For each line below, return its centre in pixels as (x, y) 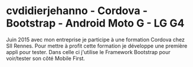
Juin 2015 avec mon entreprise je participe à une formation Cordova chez (95, 39)
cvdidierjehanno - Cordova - (77, 11)
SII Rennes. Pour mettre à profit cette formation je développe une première (97, 46)
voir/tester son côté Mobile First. (46, 58)
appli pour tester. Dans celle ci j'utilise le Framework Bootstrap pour (89, 52)
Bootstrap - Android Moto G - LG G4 (95, 23)
